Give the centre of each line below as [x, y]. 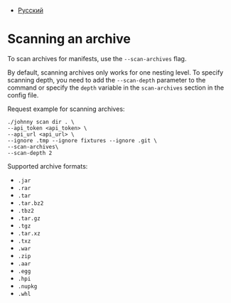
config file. [23, 95]
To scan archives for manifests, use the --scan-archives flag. [97, 58]
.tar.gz [29, 218]
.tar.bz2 [31, 203]
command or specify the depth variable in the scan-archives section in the [116, 87]
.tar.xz [29, 233]
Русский [31, 10]
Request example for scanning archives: [66, 109]
